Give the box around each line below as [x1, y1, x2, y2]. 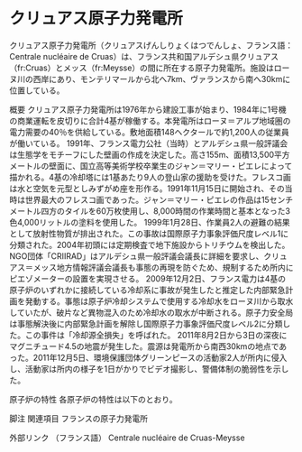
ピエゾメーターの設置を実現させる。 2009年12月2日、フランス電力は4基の [9, 272, 287, 284]
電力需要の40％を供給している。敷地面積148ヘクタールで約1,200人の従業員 [9, 126, 290, 137]
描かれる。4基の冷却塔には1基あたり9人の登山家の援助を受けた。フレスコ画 [9, 171, 291, 182]
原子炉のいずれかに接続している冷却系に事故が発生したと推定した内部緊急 [9, 284, 286, 295]
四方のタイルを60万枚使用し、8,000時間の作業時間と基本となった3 [40, 205, 291, 217]
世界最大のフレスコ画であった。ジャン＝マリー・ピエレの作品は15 [24, 194, 270, 205]
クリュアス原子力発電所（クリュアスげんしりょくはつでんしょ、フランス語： [9, 40, 294, 51]
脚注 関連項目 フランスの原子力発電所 [9, 412, 149, 424]
